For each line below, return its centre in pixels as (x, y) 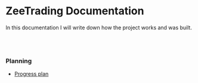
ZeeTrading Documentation (75, 11)
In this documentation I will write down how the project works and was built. (99, 27)
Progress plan (31, 74)
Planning (19, 61)
